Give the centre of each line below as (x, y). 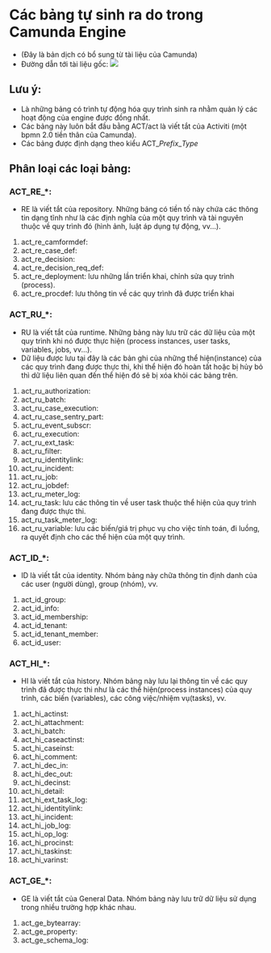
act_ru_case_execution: (60, 408)
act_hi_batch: (43, 731)
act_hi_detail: (43, 791)
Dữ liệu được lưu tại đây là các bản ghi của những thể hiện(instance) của (141, 358)
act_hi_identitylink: (52, 808)
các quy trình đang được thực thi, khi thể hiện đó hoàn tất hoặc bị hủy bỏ (142, 366)
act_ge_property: (49, 931)
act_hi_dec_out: (47, 774)
